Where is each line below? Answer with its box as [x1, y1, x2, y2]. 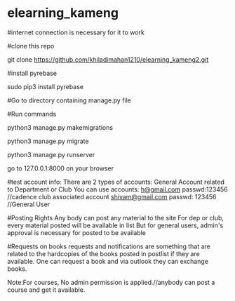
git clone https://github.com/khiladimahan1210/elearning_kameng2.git [7, 55, 209, 64]
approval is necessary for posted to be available [7, 228, 146, 236]
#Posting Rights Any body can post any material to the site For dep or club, [7, 213, 224, 222]
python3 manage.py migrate [7, 137, 89, 145]
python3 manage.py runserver [7, 150, 95, 159]
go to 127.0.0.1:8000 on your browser [7, 163, 114, 173]
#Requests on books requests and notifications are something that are [7, 242, 210, 250]
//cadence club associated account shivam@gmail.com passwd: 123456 [7, 192, 217, 201]
